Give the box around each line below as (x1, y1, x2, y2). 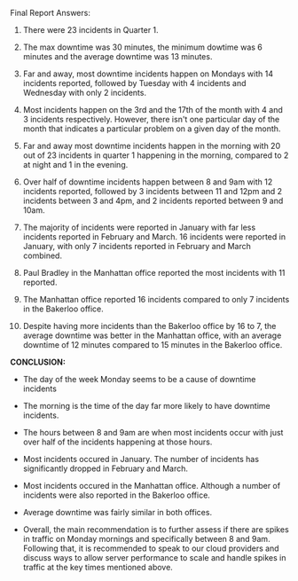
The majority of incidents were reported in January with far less (22, 222, 256, 232)
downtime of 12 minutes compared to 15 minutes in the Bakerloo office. (22, 340, 283, 349)
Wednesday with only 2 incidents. (22, 88, 147, 98)
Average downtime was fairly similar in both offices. (22, 507, 212, 517)
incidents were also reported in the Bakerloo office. (22, 490, 211, 500)
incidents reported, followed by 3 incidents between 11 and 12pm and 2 (22, 186, 283, 196)
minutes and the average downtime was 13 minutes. (22, 51, 213, 61)
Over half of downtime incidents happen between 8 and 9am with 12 (22, 177, 273, 187)
